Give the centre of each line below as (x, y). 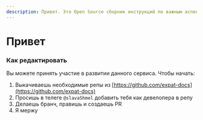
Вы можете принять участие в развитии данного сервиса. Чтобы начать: (101, 73)
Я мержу (26, 110)
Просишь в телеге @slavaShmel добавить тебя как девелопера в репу (104, 98)
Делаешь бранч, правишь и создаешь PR (68, 104)
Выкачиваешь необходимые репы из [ (64, 85)
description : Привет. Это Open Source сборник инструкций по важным (94, 12)
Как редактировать (37, 60)
